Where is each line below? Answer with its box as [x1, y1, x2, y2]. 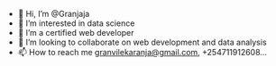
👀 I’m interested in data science [17, 18, 135, 29]
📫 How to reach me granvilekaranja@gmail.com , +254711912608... [17, 47, 268, 57]
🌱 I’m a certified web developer [17, 28, 134, 37]
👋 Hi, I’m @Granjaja [17, 9, 90, 19]
